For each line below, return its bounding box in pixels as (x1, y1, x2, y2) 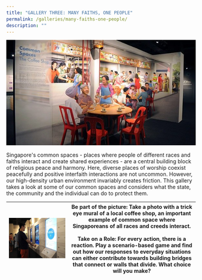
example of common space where (88, 216, 176, 223)
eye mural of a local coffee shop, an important (72, 210, 191, 217)
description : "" (6, 22, 47, 28)
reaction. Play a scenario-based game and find (71, 241, 192, 249)
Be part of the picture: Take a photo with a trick (71, 203, 192, 210)
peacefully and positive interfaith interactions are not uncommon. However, (6, 170, 193, 178)
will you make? (112, 267, 151, 274)
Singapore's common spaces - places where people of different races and (6, 151, 191, 159)
